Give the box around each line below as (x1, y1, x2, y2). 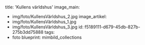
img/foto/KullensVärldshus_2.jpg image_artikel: (12, 14, 107, 19)
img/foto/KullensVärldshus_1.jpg (12, 19, 77, 24)
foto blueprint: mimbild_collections (12, 34, 82, 40)
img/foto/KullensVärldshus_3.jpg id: (12, 24, 84, 30)
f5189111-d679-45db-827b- (84, 24, 141, 30)
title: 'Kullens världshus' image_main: (5, 4, 80, 10)
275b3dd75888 (12, 29, 44, 35)
